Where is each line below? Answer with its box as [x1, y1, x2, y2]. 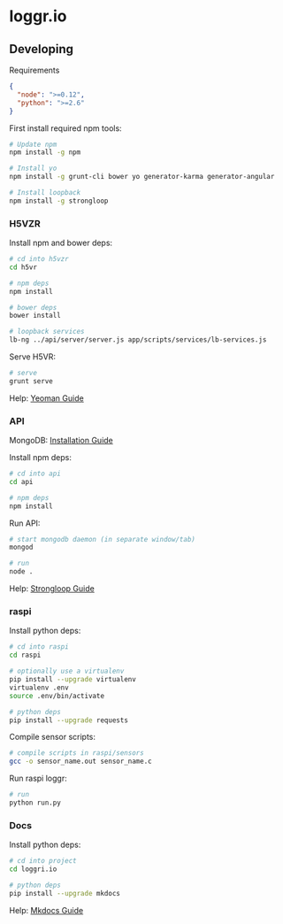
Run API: [9, 518, 41, 528]
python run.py [9, 798, 62, 807]
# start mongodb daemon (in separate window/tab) [9, 535, 196, 543]
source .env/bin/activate [9, 691, 104, 700]
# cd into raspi [9, 643, 69, 651]
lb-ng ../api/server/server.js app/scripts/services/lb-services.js [9, 335, 267, 344]
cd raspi [9, 651, 42, 660]
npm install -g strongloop [9, 196, 109, 205]
